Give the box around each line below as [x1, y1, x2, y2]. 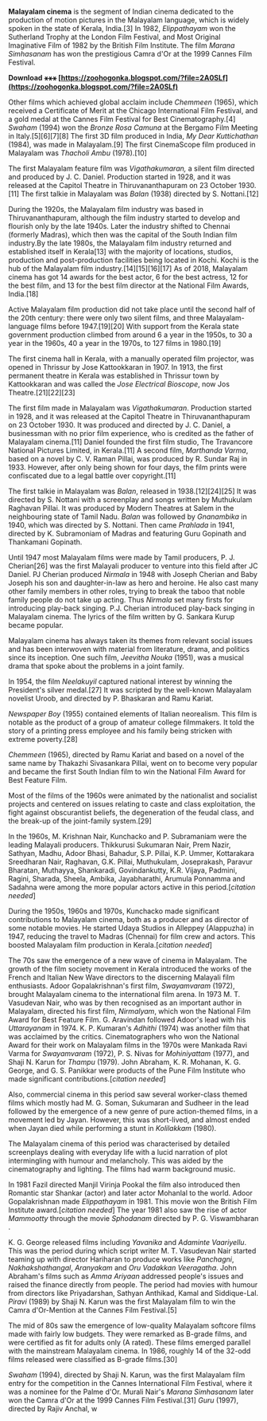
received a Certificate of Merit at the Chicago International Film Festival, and [8, 106, 258, 115]
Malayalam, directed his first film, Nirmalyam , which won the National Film [8, 1007, 251, 1015]
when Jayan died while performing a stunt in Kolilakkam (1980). [8, 1124, 217, 1132]
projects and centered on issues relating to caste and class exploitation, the [8, 799, 256, 808]
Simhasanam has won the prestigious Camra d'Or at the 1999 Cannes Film [8, 49, 253, 58]
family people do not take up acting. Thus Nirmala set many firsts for [8, 595, 234, 604]
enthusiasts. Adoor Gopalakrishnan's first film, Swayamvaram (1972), [8, 981, 235, 991]
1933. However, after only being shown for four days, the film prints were [8, 462, 247, 472]
